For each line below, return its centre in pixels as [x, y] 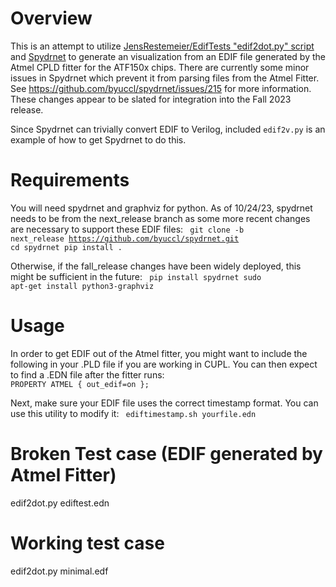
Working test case [87, 543]
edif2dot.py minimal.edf [59, 571]
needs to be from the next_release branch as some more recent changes [160, 218]
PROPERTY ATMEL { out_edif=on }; [80, 384]
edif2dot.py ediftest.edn [60, 503]
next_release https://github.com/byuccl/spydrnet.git [125, 238]
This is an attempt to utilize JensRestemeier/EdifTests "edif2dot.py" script [162, 46]
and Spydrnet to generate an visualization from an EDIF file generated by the [168, 56]
